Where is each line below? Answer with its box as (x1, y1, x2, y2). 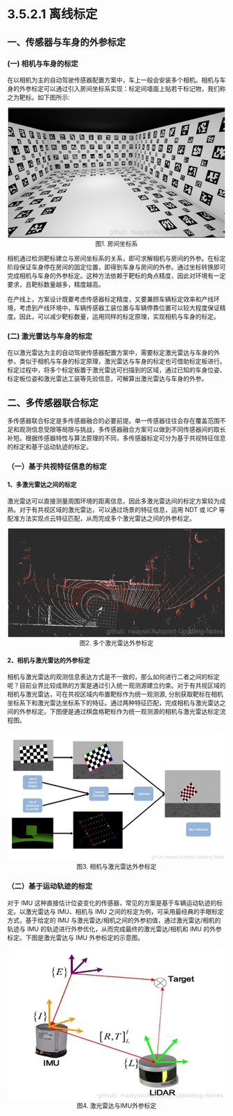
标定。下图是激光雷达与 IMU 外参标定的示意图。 (7, 933, 144, 942)
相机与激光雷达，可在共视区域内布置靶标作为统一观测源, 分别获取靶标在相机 (7, 690, 223, 699)
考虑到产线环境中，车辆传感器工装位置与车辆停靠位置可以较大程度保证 (19, 303, 220, 312)
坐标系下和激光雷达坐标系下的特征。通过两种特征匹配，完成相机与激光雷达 (7, 699, 220, 707)
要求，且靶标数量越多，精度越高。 (7, 280, 105, 288)
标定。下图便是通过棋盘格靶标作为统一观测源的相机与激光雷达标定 (31, 708, 220, 716)
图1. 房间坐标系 (95, 239, 138, 247)
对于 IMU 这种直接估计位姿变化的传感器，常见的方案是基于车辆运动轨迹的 (7, 899, 217, 907)
